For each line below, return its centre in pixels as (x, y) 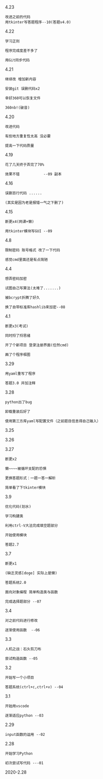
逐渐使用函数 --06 (23, 630)
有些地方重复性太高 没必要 (28, 136)
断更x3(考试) (17, 326)
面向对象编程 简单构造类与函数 (32, 592)
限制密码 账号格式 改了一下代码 (33, 250)
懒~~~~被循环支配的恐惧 (26, 469)
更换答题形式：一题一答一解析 (30, 478)
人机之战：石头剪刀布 (23, 649)
